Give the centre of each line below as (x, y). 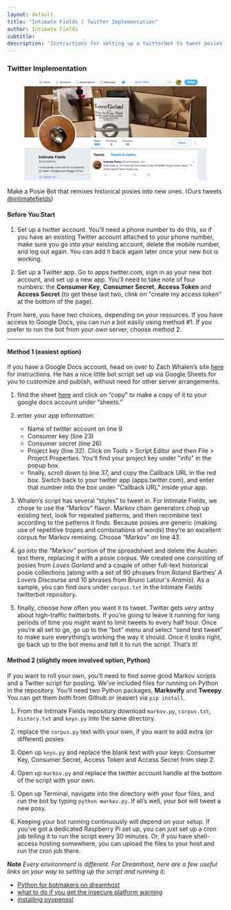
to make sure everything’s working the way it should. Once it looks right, (119, 637)
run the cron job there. (49, 851)
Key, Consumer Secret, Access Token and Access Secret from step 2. (116, 759)
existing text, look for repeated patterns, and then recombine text (109, 516)
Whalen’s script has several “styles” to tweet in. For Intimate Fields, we (117, 501)
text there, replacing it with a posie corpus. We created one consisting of (120, 558)
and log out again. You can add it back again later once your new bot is (118, 252)
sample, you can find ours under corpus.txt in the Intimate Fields (109, 587)
